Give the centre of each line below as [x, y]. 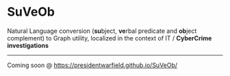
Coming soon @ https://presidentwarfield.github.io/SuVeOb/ [92, 65]
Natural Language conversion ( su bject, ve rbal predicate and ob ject [102, 31]
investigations [28, 45]
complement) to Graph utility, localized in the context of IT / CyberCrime [110, 38]
